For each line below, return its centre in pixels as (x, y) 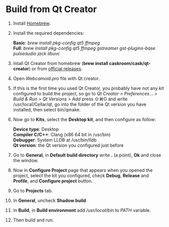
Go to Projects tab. (33, 191)
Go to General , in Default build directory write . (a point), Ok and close (87, 155)
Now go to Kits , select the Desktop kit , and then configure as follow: (84, 119)
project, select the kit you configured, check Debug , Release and (81, 176)
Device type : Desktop (36, 129)
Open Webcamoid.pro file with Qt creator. (56, 78)
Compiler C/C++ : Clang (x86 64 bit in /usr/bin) (62, 134)
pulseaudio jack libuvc (36, 53)
